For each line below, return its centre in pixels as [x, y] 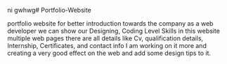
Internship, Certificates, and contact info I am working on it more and [107, 46]
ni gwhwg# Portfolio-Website [49, 10]
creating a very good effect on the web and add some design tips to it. [109, 53]
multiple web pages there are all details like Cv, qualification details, [105, 38]
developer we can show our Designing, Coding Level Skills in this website [113, 31]
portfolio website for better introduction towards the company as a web [110, 23]
